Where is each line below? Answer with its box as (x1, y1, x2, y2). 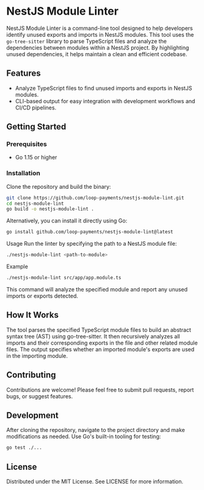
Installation (6, 169, 41, 178)
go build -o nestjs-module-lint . (6, 206, 95, 212)
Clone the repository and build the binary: (6, 183, 111, 190)
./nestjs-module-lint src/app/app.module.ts (6, 275, 122, 281)
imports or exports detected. (6, 292, 78, 299)
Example (6, 263, 29, 270)
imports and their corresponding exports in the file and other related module (6, 339, 198, 346)
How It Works (6, 310, 59, 320)
